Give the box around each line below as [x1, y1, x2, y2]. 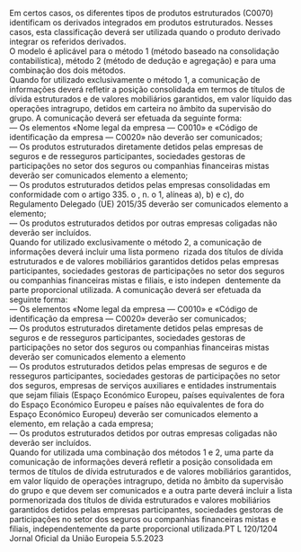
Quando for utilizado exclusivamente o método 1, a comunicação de [9, 75, 261, 85]
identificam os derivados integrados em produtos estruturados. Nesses [9, 17, 274, 28]
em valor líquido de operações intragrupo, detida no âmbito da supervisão [9, 476, 284, 486]
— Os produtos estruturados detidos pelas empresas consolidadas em [9, 180, 270, 190]
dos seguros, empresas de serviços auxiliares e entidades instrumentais [9, 380, 277, 390]
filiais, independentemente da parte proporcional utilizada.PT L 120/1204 [9, 523, 279, 534]
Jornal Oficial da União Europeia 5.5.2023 [9, 533, 164, 543]
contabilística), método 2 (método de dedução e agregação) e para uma [9, 56, 277, 66]
